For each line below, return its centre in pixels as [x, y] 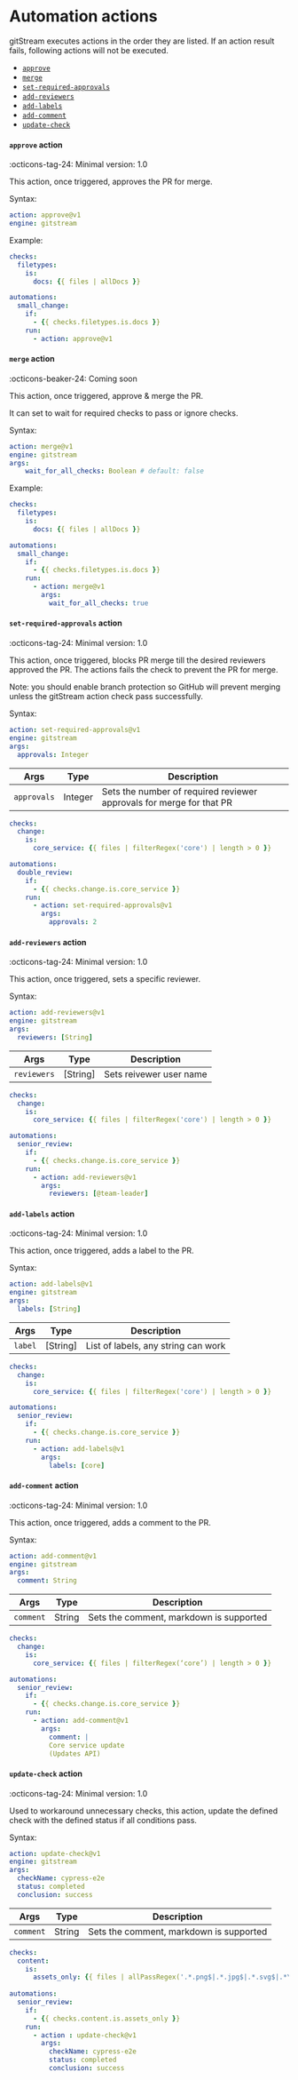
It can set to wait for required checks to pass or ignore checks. [124, 413]
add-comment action [44, 1486]
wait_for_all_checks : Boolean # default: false [114, 471]
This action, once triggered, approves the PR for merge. [111, 182]
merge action [32, 359]
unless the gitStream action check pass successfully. [106, 697]
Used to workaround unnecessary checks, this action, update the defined [144, 1811]
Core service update [86, 1745]
